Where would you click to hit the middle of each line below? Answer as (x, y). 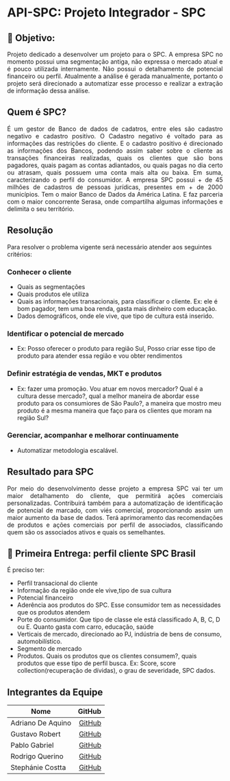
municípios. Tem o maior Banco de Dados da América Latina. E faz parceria (115, 194)
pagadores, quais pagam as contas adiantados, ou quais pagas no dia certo (115, 165)
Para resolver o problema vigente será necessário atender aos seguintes (110, 247)
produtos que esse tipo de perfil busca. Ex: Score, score (97, 663)
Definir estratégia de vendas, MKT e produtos (85, 373)
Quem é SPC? (37, 112)
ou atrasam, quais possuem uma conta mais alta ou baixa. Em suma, (115, 172)
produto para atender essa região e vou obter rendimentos (100, 356)
